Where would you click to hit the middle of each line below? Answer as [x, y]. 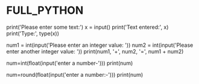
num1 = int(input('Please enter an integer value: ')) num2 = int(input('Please [100, 45]
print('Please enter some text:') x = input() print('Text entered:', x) [87, 27]
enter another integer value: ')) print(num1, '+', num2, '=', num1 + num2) [95, 51]
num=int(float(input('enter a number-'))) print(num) [70, 63]
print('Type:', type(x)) [33, 33]
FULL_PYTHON [45, 10]
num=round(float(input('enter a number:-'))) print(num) [75, 74]
